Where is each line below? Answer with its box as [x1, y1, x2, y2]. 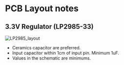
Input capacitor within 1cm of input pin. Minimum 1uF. [12, 50, 120, 56]
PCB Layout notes [5, 3, 79, 14]
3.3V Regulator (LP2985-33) [5, 22, 94, 31]
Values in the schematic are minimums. [12, 55, 91, 61]
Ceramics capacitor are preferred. [12, 45, 81, 50]
